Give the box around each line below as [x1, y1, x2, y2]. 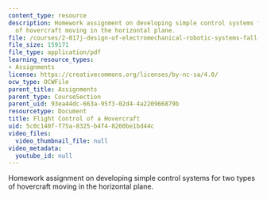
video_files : [8, 129, 52, 137]
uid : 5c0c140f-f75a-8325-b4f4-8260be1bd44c [8, 122, 155, 130]
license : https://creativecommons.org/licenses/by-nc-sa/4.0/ [8, 71, 219, 78]
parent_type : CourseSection [8, 93, 102, 101]
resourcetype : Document [8, 108, 87, 116]
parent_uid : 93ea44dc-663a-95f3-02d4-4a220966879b [8, 100, 180, 108]
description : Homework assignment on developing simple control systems [8, 19, 254, 27]
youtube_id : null [15, 151, 73, 159]
